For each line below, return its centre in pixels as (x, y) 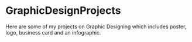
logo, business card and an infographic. (53, 32)
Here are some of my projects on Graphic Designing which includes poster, (96, 26)
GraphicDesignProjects (63, 11)
